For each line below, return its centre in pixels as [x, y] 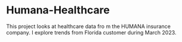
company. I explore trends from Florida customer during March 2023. [91, 32]
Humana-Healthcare [58, 10]
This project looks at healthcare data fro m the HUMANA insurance [89, 26]
